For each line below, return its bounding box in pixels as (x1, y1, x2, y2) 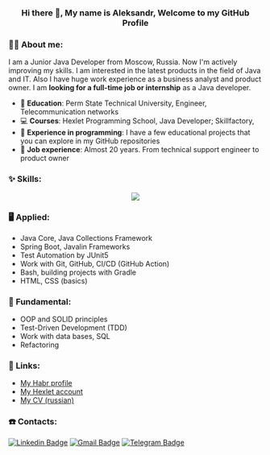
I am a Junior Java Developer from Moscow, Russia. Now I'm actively (8, 57, 238, 67)
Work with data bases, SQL (19, 332, 110, 341)
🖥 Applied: (8, 212, 50, 223)
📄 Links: (8, 360, 40, 371)
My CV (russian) (19, 395, 75, 405)
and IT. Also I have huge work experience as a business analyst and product (8, 74, 262, 84)
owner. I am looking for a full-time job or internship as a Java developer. (8, 83, 251, 93)
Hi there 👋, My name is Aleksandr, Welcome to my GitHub (21, 7, 250, 19)
